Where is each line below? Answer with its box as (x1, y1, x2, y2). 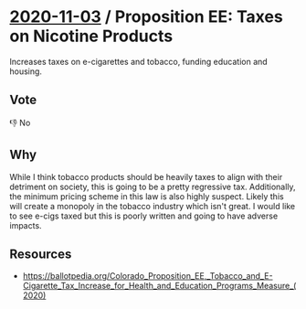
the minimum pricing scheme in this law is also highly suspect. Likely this (9, 190, 285, 202)
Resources (9, 246, 72, 261)
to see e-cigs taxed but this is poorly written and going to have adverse (9, 210, 279, 221)
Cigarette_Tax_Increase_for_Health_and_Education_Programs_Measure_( (22, 281, 297, 292)
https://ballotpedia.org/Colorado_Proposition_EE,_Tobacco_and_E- (22, 271, 273, 282)
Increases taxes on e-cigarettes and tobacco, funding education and (9, 56, 268, 67)
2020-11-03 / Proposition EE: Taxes (9, 6, 283, 27)
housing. (9, 66, 43, 77)
